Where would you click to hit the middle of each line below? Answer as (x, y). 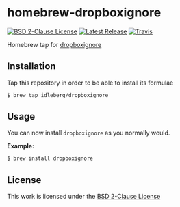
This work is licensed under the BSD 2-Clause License (84, 197)
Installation (31, 66)
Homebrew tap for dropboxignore (54, 44)
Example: (21, 146)
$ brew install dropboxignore (50, 158)
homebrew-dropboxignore (84, 13)
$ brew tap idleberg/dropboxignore (58, 95)
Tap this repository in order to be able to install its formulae (90, 83)
